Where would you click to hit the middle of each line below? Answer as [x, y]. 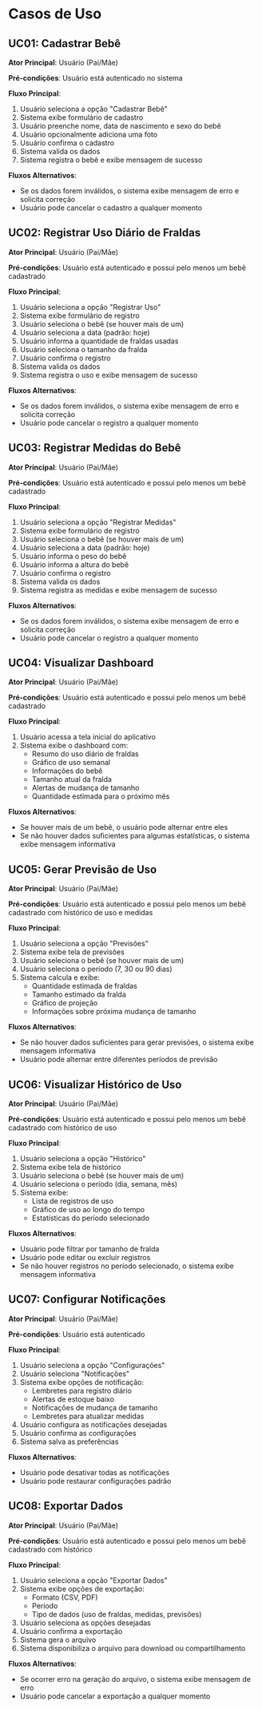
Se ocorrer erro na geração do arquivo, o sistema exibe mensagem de [135, 1679]
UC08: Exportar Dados [66, 1506]
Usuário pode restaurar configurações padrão [95, 1481]
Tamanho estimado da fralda [79, 994]
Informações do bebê [67, 771]
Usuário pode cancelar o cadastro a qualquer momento [111, 208]
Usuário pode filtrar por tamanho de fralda [89, 1249]
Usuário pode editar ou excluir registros [85, 1258]
